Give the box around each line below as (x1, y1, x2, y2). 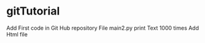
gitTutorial (6, 4, 60, 18)
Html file (6, 30, 28, 38)
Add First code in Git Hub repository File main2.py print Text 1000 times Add (6, 24, 199, 31)
